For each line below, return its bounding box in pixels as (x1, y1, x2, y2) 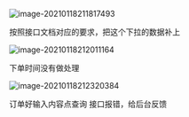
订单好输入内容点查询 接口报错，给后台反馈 (9, 98, 167, 109)
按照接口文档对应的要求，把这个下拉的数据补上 (9, 27, 180, 37)
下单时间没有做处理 (9, 63, 80, 73)
